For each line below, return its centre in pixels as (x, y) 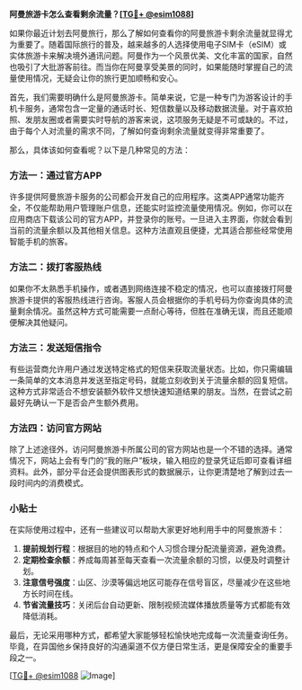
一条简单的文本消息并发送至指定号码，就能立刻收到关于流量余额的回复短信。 (151, 380)
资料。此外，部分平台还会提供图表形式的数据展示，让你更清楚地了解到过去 (147, 472)
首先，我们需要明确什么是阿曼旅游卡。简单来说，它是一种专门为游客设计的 (147, 97)
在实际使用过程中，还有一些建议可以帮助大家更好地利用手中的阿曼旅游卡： (147, 530)
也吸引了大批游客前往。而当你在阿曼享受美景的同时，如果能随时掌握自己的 (147, 67)
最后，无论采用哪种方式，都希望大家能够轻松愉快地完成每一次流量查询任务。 (151, 635)
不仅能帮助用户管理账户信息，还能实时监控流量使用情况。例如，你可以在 (159, 208)
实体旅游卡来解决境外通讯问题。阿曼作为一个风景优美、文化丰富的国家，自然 (151, 56)
